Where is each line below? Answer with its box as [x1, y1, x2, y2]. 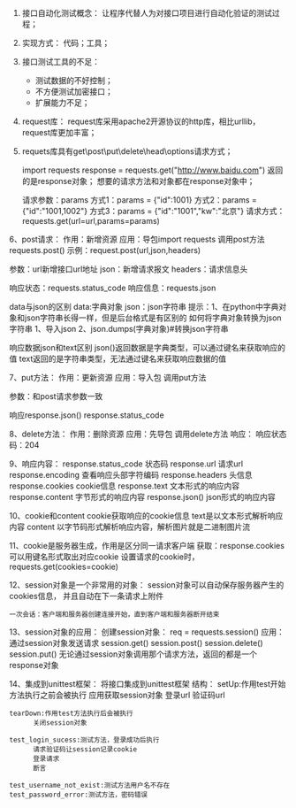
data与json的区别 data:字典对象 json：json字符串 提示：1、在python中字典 [9, 302, 279, 312]
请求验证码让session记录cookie [32, 745, 138, 754]
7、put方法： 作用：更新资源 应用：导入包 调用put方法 [9, 373, 207, 382]
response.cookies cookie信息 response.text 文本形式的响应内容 [9, 481, 240, 491]
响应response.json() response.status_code [9, 410, 165, 420]
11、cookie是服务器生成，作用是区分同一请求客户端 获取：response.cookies [9, 541, 285, 550]
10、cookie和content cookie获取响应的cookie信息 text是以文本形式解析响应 [9, 511, 284, 520]
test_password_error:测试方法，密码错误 [9, 790, 148, 799]
